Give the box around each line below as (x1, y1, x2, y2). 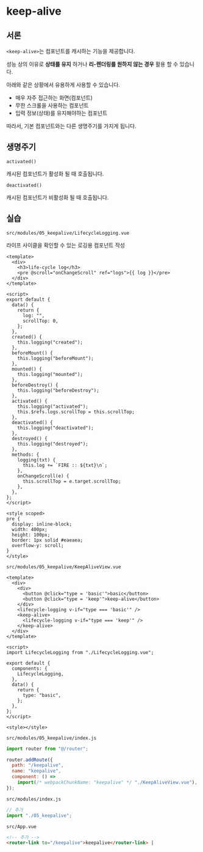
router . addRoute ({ (6, 757, 53, 763)
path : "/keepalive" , (12, 762, 64, 768)
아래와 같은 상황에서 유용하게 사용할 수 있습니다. (6, 81, 121, 88)
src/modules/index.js (6, 796, 62, 802)
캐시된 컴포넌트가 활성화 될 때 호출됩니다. (6, 170, 104, 177)
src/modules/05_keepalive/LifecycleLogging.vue (6, 230, 130, 236)
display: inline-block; (12, 521, 72, 527)
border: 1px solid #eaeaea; (12, 537, 84, 543)
